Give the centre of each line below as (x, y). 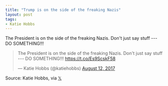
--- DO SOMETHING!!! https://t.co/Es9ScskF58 (67, 59)
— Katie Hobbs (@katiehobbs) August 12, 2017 (66, 68)
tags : (11, 19)
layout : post (19, 15)
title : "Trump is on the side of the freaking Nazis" (63, 10)
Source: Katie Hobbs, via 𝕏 (33, 78)
